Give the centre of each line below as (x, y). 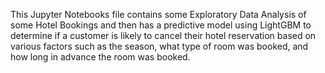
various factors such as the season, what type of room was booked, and (159, 46)
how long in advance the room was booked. (100, 57)
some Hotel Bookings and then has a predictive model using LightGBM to (161, 25)
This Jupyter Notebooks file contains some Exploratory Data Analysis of (158, 14)
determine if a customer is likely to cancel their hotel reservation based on (163, 35)
